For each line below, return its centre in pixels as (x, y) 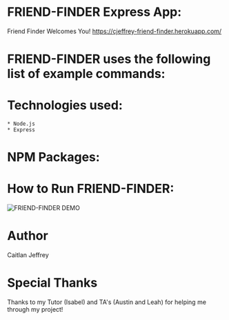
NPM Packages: (53, 157)
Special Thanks (52, 283)
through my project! (35, 310)
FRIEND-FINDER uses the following (109, 59)
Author (28, 236)
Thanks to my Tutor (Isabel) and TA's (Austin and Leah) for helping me (107, 302)
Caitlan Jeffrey (28, 255)
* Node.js (21, 124)
